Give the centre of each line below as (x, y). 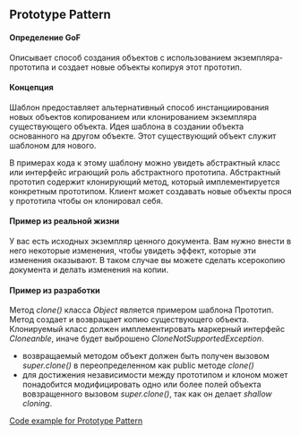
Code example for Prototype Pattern (76, 421)
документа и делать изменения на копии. (89, 269)
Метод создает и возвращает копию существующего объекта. (129, 320)
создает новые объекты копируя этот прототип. (150, 67)
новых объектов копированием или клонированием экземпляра (133, 116)
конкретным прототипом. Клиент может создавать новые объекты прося (150, 191)
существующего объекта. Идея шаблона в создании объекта (127, 126)
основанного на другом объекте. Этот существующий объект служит (143, 136)
